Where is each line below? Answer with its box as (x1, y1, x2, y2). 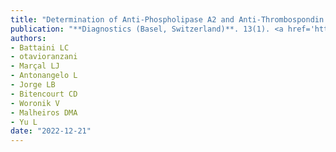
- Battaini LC (10, 42, 70, 53)
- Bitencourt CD (10, 89, 78, 99)
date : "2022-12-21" (10, 126, 92, 136)
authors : (10, 33, 47, 43)
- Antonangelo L (10, 71, 78, 81)
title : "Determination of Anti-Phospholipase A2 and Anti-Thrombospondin (10, 14, 325, 25)
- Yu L (10, 117, 38, 127)
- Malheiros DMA (10, 107, 78, 118)
